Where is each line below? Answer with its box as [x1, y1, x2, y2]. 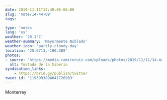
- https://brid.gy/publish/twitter [14, 71, 88, 76]
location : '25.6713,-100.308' [5, 48, 68, 53]
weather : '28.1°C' [5, 34, 43, 39]
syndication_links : [5, 67, 46, 71]
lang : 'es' [5, 30, 28, 35]
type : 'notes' [5, 25, 35, 30]
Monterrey [5, 89, 27, 95]
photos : [5, 53, 21, 58]
